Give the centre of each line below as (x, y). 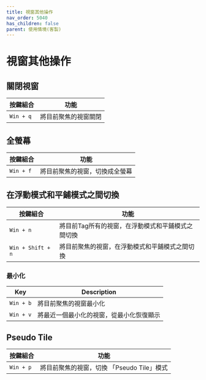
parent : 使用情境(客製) (34, 29)
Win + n (21, 230)
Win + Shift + (30, 247)
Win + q (21, 117)
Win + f (21, 171)
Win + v (21, 315)
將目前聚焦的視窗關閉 (71, 117)
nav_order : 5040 (27, 18)
